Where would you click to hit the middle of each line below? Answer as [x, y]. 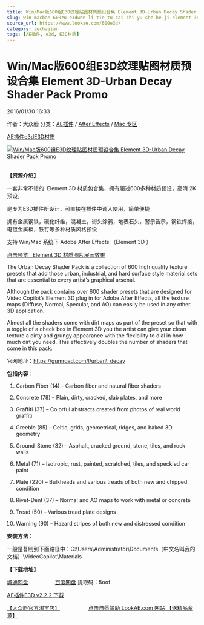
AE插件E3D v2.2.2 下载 [35, 595]
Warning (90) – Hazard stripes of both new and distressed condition [100, 524]
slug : [14, 18]
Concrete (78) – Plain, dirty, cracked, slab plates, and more [89, 398]
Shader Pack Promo [58, 95]
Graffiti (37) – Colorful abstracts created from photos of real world [98, 409]
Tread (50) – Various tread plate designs [66, 512]
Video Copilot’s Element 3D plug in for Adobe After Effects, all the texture [98, 298]
